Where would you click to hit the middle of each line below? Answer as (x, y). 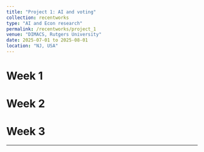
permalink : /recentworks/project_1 (51, 29)
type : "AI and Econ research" (45, 23)
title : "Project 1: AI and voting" (51, 12)
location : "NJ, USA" (32, 46)
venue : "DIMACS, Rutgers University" (54, 35)
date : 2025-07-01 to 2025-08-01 (47, 40)
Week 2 (26, 104)
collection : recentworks (38, 18)
